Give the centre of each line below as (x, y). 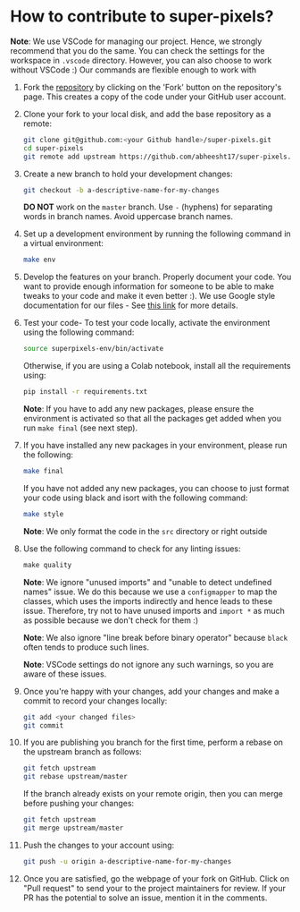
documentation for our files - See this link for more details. (131, 305)
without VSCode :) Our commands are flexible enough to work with (133, 70)
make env (39, 260)
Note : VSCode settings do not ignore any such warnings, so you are (148, 664)
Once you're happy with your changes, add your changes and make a (151, 691)
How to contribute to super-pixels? (142, 17)
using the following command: (79, 332)
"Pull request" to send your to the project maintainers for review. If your (154, 888)
